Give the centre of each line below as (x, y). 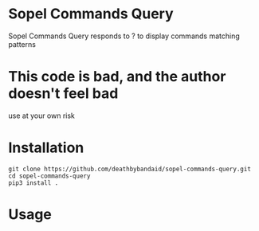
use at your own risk (42, 115)
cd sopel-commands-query (49, 176)
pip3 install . (33, 183)
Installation (46, 148)
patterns (22, 44)
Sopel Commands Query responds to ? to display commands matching (124, 36)
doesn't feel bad (63, 94)
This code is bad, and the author (117, 77)
